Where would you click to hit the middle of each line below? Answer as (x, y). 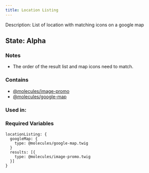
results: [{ (23, 152)
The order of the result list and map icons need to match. (73, 67)
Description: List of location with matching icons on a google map (75, 25)
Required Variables (30, 124)
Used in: (16, 110)
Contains (17, 80)
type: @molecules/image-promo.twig (53, 157)
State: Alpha (26, 41)
